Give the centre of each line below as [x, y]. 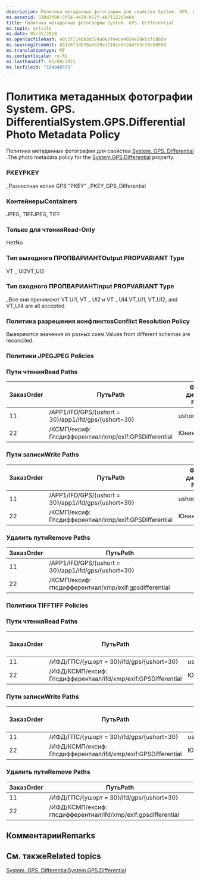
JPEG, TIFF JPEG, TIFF [33, 214]
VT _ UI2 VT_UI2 [25, 271]
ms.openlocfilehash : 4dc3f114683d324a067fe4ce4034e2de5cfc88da [86, 39]
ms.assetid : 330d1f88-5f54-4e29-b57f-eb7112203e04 [70, 17]
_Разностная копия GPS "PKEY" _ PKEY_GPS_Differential [76, 186]
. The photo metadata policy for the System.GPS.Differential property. [90, 157]
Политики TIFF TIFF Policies [47, 605]
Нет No [15, 242]
